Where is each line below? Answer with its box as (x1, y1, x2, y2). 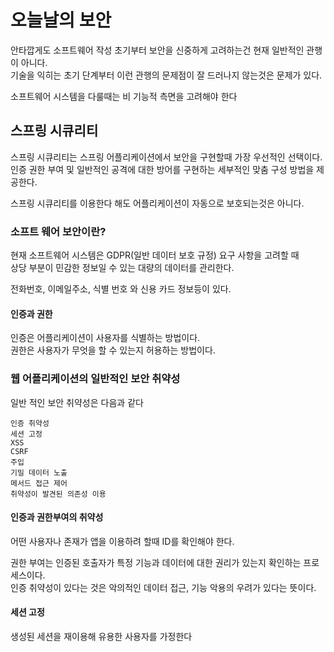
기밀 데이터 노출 (10, 467, 68, 478)
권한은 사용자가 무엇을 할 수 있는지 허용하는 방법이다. (10, 344, 216, 356)
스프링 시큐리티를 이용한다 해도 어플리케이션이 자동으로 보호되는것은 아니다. (10, 197, 305, 209)
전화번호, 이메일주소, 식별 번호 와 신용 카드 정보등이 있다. (10, 283, 232, 295)
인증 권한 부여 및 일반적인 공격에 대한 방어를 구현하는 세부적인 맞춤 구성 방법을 (10, 163, 315, 175)
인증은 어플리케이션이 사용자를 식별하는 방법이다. (10, 332, 201, 344)
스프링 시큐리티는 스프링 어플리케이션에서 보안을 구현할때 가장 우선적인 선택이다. (10, 151, 323, 163)
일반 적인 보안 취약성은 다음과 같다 (10, 396, 144, 408)
